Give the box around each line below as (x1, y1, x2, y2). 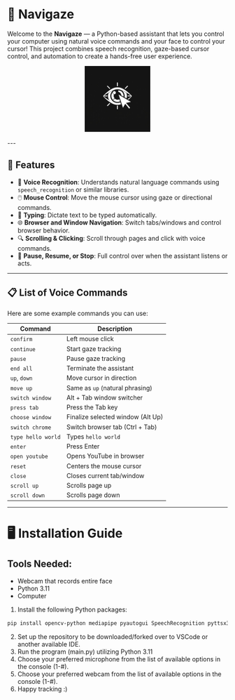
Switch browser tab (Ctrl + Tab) (66, 423, 157, 431)
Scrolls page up (66, 481, 112, 490)
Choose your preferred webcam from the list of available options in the (17, 670, 222, 678)
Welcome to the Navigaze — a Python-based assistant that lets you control (7, 29, 225, 38)
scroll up (10, 482, 39, 490)
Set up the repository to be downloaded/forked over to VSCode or (17, 632, 208, 641)
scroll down (10, 492, 45, 499)
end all (10, 365, 33, 373)
